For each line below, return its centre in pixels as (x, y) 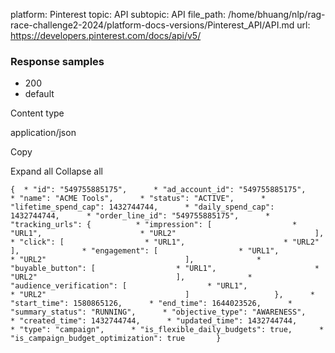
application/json (43, 133)
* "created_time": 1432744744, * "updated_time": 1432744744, (154, 321)
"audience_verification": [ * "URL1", (129, 286)
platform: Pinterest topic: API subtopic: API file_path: (118, 14)
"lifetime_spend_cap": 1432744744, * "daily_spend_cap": (142, 207)
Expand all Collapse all (56, 171)
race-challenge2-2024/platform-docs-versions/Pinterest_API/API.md (152, 25)
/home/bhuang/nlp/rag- (277, 14)
